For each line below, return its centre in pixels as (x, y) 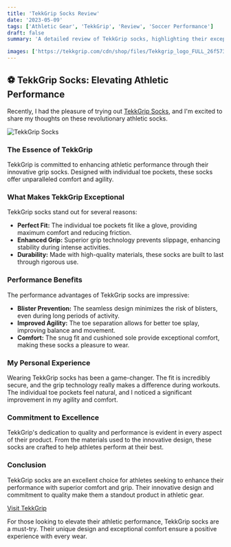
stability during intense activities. (64, 247)
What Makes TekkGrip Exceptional (66, 197)
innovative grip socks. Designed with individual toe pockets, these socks (110, 172)
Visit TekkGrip (27, 508)
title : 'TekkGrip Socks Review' (53, 13)
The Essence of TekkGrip (50, 149)
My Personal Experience (49, 362)
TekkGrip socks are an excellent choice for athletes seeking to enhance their (115, 480)
